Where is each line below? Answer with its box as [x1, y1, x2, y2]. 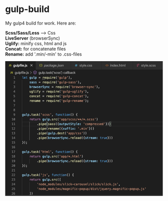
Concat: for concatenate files [5, 46, 66, 52]
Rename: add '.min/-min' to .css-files [5, 51, 82, 57]
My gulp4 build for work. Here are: [5, 20, 76, 26]
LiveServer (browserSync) [5, 35, 60, 41]
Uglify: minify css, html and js [5, 40, 67, 46]
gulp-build [5, 4, 50, 15]
